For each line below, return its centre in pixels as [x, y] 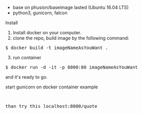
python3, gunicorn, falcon [40, 13]
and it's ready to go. [26, 77]
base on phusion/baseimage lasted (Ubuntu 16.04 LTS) [71, 7]
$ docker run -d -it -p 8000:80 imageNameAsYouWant [72, 67]
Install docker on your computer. [47, 32]
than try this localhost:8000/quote [51, 106]
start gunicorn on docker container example [52, 87]
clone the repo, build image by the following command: [71, 38]
